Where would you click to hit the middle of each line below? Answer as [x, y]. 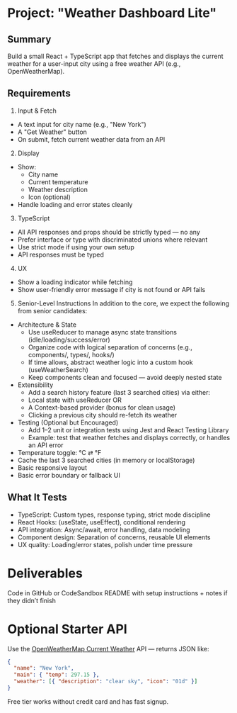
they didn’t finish [32, 600]
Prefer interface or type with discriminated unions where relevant [112, 240]
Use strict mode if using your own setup [76, 247]
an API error [46, 445]
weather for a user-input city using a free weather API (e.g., [94, 64]
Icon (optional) [49, 197]
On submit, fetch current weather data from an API [91, 139]
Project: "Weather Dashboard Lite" [112, 13]
